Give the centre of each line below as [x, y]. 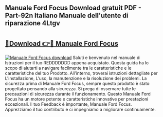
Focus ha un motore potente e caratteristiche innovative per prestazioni [77, 99]
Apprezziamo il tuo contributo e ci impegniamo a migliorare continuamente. [81, 109]
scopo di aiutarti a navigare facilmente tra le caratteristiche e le [68, 68]
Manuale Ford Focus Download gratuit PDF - [73, 8]
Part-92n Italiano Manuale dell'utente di [67, 16]
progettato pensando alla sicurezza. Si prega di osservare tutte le [71, 89]
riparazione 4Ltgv [33, 23]
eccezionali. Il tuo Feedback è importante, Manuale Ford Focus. [69, 104]
